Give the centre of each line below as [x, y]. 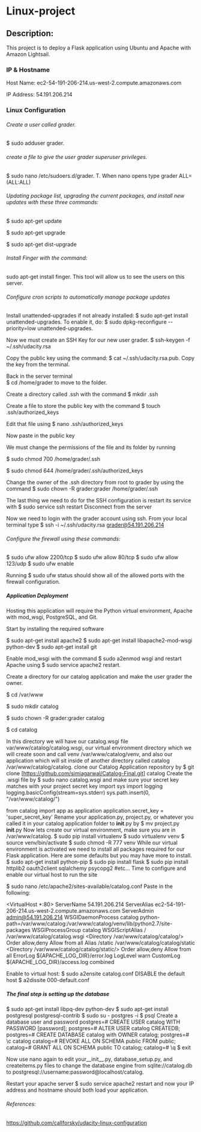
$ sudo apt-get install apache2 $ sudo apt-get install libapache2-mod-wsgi [99, 640]
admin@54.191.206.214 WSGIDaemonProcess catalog [73, 918]
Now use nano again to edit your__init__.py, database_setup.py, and [89, 1059]
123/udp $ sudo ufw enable [40, 564]
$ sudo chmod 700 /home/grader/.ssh [53, 459]
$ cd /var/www [25, 695]
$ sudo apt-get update [34, 220]
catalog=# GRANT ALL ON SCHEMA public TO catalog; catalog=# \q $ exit [98, 1048]
